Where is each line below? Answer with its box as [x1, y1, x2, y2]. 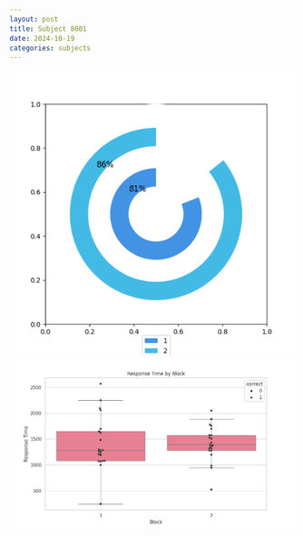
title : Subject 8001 [9, 24, 88, 34]
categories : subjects [9, 44, 92, 53]
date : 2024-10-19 [9, 34, 75, 43]
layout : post [9, 15, 59, 24]
